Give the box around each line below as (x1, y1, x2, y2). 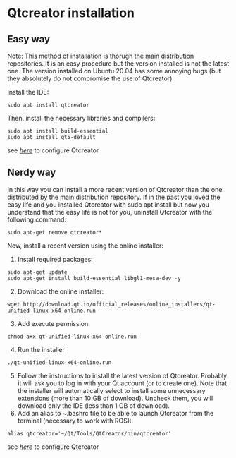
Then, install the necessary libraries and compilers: (7, 114, 156, 122)
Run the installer (17, 345, 66, 354)
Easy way (7, 33, 51, 45)
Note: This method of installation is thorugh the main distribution (7, 52, 194, 60)
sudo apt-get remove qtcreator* (7, 229, 102, 236)
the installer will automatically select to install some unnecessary (17, 386, 206, 394)
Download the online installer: (17, 287, 104, 296)
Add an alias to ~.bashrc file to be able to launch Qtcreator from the (17, 409, 214, 417)
